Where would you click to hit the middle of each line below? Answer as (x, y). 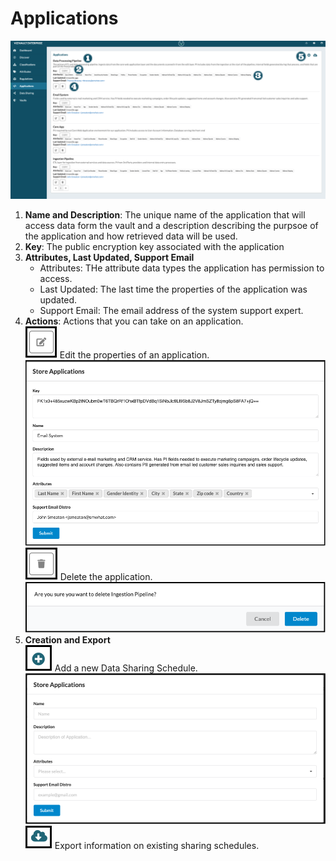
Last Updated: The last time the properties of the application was (173, 289)
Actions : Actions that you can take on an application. (134, 321)
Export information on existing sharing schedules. (157, 845)
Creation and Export (67, 640)
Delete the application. (106, 577)
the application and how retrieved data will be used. (131, 236)
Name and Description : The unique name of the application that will (165, 214)
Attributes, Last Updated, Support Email (109, 257)
